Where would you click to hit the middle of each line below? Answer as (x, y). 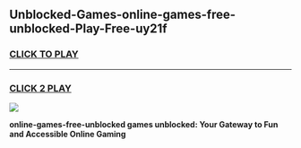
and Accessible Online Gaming (68, 134)
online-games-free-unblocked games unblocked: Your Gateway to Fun (144, 124)
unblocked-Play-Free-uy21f (88, 29)
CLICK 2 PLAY (40, 88)
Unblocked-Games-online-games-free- (122, 15)
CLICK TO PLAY (44, 55)
